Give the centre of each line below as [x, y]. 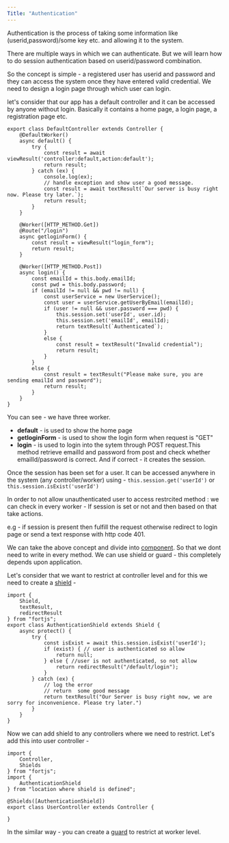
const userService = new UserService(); [102, 296]
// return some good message [86, 691]
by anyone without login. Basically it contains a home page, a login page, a [112, 109]
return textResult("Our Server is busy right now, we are [128, 697]
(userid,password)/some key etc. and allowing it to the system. [96, 40]
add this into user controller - [48, 740]
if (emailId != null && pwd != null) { [89, 290]
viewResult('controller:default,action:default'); [81, 159]
